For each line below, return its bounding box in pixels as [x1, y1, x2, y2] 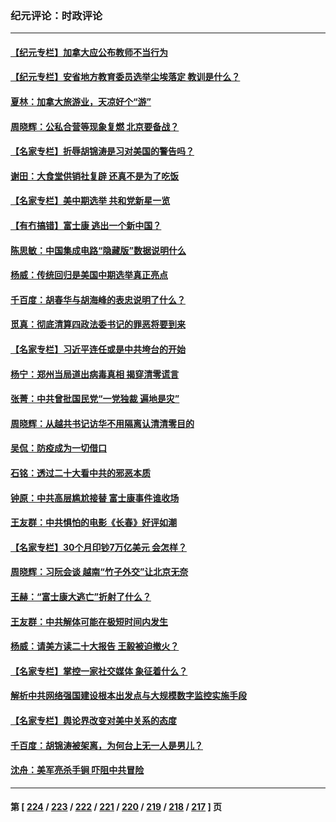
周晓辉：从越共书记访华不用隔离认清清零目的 [10, 417, 195, 429]
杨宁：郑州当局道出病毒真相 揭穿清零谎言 [10, 368, 180, 380]
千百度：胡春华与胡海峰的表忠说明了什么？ [10, 293, 186, 306]
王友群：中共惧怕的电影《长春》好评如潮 [10, 517, 177, 529]
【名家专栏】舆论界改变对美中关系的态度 [10, 714, 177, 726]
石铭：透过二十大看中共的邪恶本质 [10, 467, 151, 479]
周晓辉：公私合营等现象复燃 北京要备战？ [10, 120, 180, 132]
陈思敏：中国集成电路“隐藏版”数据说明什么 [10, 244, 187, 256]
